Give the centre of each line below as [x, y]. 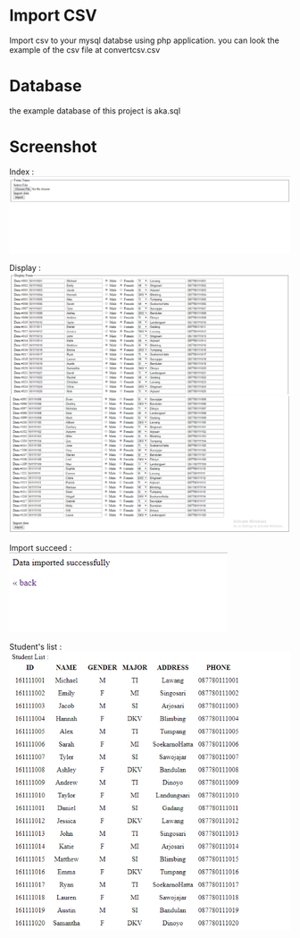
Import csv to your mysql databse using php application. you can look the [144, 40]
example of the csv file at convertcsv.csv [85, 49]
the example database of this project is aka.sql [95, 110]
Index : [22, 172]
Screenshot [53, 147]
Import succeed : [41, 547]
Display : [25, 268]
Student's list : [36, 646]
